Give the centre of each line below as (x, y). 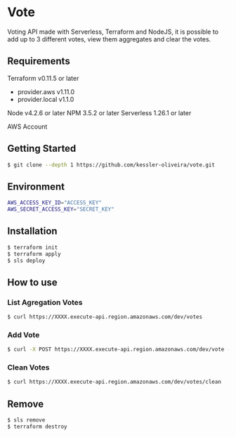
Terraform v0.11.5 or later (43, 78)
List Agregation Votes (45, 302)
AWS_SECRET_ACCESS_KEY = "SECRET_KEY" (61, 209)
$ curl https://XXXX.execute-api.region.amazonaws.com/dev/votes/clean (114, 382)
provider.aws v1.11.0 (46, 91)
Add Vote (24, 334)
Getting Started (42, 149)
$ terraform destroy (38, 427)
